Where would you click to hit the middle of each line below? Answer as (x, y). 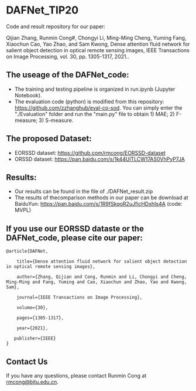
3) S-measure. (56, 120)
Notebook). (28, 95)
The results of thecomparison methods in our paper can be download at (101, 198)
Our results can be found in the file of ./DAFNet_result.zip (84, 192)
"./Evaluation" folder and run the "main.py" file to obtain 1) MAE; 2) (94, 114)
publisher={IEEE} (35, 339)
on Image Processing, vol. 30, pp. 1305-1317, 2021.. (68, 56)
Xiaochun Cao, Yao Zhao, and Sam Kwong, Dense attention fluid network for (98, 44)
